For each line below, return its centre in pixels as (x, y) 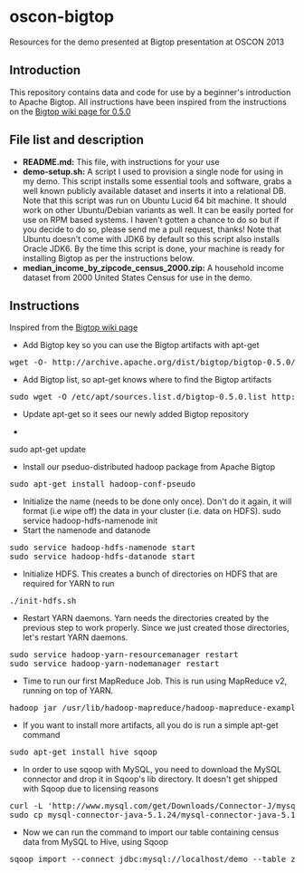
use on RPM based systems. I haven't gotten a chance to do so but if (151, 219)
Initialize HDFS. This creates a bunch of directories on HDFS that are (150, 574)
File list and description (77, 140)
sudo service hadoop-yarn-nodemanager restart (114, 664)
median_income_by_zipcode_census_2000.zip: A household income (153, 267)
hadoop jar (33, 708)
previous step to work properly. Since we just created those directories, (156, 628)
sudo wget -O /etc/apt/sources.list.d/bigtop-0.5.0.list (138, 397)
